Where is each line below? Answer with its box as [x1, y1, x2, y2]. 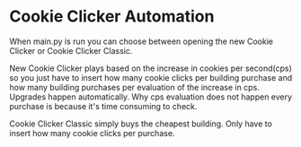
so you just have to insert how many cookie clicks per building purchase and [9, 72, 293, 82]
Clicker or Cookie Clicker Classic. [9, 45, 133, 56]
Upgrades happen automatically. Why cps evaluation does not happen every [9, 91, 293, 102]
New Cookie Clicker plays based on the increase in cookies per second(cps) [9, 63, 292, 73]
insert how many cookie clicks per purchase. [9, 127, 175, 138]
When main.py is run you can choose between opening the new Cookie [9, 36, 274, 47]
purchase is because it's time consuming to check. [9, 100, 198, 111]
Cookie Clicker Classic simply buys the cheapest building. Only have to [9, 118, 272, 129]
